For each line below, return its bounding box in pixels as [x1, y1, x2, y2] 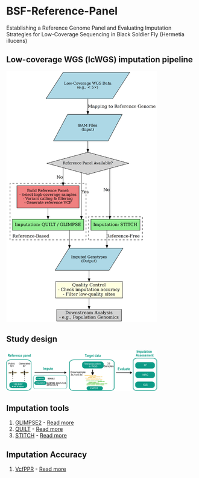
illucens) [6, 37, 28, 44]
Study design [6, 334, 58, 344]
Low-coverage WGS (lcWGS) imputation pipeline [6, 54, 193, 65]
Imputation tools [6, 403, 69, 413]
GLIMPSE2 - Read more [14, 419, 74, 427]
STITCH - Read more [14, 432, 68, 439]
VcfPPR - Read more [14, 465, 66, 473]
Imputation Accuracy [6, 449, 87, 460]
